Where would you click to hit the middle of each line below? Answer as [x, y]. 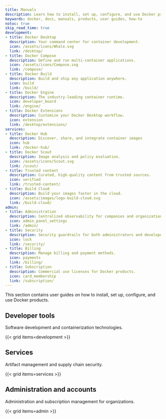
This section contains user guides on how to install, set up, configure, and [80, 295]
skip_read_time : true [27, 28]
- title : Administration [31, 212]
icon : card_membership [33, 276]
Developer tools [30, 315]
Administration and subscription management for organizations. [70, 401]
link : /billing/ [26, 262]
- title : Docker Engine [30, 92]
